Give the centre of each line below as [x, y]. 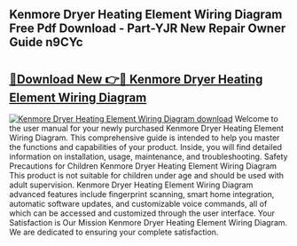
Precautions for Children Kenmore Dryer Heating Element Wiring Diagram [143, 166]
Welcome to [257, 119]
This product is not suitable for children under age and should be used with [146, 175]
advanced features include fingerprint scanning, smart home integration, [142, 194]
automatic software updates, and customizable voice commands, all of [138, 204]
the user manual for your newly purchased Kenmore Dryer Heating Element [146, 128]
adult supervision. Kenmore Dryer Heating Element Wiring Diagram [131, 185]
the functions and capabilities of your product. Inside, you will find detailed [145, 147]
